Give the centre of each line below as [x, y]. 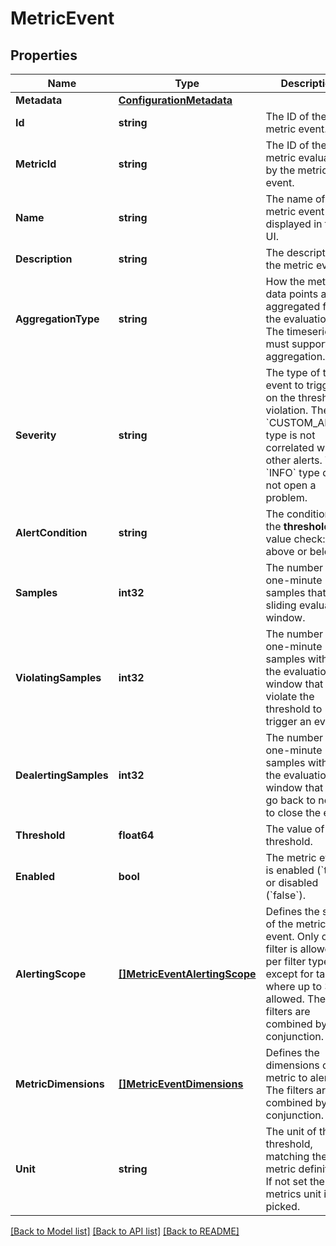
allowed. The [296, 999]
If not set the [295, 1181]
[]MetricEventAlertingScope [187, 974]
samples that [296, 592]
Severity [36, 435]
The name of [295, 199]
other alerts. [294, 460]
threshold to [294, 709]
